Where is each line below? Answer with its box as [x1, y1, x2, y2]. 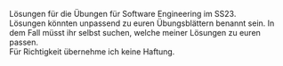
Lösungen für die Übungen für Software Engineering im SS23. [9, 9, 237, 19]
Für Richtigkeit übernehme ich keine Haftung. [9, 46, 175, 57]
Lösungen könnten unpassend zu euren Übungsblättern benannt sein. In [9, 18, 275, 29]
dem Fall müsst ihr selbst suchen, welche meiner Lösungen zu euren [9, 28, 261, 37]
